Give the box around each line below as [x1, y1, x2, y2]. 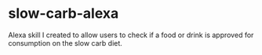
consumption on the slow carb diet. [8, 38, 123, 47]
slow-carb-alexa [8, 5, 119, 22]
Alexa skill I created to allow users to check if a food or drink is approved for [8, 30, 254, 40]
